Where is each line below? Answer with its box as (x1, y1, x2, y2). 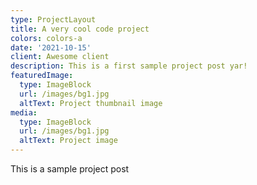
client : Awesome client (10, 52, 110, 62)
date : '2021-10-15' (10, 42, 92, 53)
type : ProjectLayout (10, 14, 97, 25)
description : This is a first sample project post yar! (10, 61, 248, 71)
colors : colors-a (10, 33, 83, 43)
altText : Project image (19, 136, 118, 146)
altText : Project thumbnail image (19, 98, 163, 108)
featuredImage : (10, 71, 74, 81)
